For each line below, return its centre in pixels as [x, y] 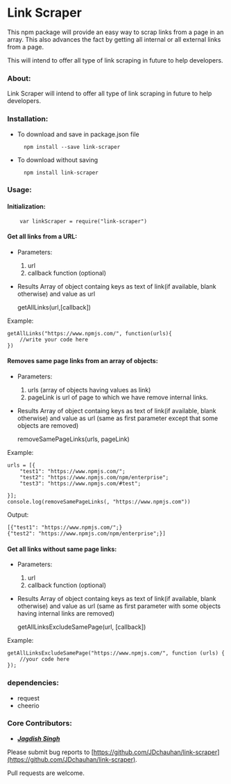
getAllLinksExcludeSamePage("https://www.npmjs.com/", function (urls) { [116, 653]
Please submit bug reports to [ [51, 752]
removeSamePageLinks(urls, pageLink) [73, 439]
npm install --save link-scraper [72, 147]
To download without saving [58, 160]
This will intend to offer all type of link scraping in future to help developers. [115, 60]
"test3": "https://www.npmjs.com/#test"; [80, 484]
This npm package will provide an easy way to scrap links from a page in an [115, 32]
